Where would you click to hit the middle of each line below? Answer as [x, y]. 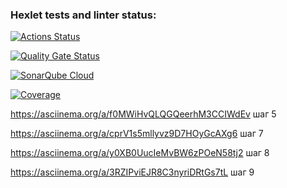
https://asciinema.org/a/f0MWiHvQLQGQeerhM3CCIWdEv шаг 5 [143, 114]
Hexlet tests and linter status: [83, 15]
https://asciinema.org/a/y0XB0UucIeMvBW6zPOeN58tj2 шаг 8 [140, 153]
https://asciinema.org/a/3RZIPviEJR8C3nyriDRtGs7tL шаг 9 [132, 172]
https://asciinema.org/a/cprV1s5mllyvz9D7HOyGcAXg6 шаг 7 [137, 134]
